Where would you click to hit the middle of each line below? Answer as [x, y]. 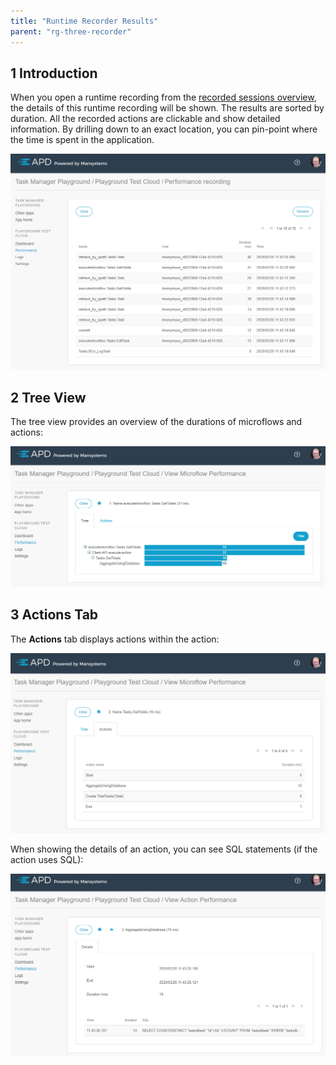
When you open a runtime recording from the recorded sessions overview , [163, 97]
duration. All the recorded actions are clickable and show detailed [145, 119]
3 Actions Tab [54, 615]
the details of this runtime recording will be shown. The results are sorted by [167, 108]
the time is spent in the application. [82, 140]
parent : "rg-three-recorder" [71, 31]
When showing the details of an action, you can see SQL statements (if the [164, 849]
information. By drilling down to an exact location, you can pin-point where [164, 129]
